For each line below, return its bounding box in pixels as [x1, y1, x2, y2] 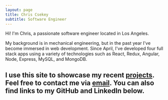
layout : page [5, 7, 33, 13]
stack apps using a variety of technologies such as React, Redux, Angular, [5, 51, 160, 57]
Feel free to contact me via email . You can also [5, 78, 154, 87]
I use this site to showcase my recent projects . [5, 71, 155, 79]
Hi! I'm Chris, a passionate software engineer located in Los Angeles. [5, 31, 149, 37]
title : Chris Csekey [5, 12, 49, 17]
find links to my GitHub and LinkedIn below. [5, 86, 145, 95]
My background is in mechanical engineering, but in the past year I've [5, 40, 151, 46]
